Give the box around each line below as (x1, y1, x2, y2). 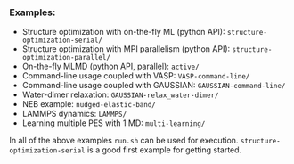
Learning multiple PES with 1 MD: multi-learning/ (21, 118, 206, 128)
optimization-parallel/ (21, 53, 111, 62)
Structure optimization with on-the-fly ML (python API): (21, 27, 225, 37)
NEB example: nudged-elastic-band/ (21, 99, 156, 110)
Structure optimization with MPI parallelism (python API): (21, 44, 231, 54)
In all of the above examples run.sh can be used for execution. (9, 135, 239, 146)
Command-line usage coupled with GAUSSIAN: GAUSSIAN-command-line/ (21, 80, 286, 91)
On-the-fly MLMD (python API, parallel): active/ (21, 61, 200, 72)
